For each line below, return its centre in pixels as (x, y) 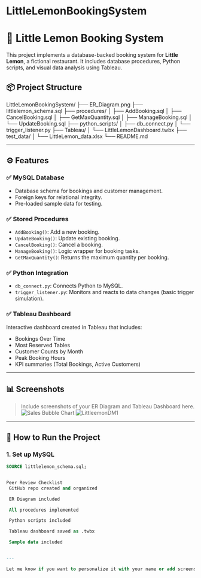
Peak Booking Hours (40, 357)
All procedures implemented (44, 510)
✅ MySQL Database (35, 178)
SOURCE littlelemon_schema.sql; (46, 467)
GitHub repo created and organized (53, 488)
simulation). (29, 299)
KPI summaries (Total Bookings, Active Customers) (77, 364)
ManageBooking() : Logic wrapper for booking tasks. (77, 251)
